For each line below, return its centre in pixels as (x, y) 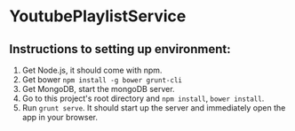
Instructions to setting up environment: (120, 49)
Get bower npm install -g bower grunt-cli (102, 80)
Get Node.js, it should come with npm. (92, 70)
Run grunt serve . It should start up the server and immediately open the (154, 108)
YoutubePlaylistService (98, 16)
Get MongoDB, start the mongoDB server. (98, 89)
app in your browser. (60, 117)
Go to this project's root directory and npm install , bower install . (143, 98)
